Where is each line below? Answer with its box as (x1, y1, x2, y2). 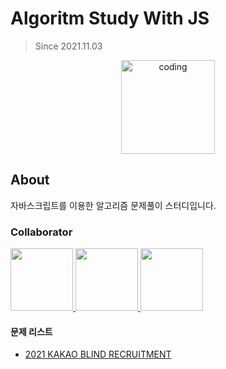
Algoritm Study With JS (10, 7, 210, 30)
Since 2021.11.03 (34, 40, 103, 52)
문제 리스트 (10, 325, 53, 337)
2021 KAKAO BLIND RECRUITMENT (24, 348, 172, 361)
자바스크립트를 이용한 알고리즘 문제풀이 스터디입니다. (10, 199, 217, 211)
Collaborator (10, 225, 73, 239)
